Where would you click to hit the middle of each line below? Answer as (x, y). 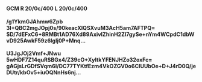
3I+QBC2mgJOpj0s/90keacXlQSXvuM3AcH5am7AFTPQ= (81, 28)
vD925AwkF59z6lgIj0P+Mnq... (46, 41)
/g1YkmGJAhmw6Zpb (35, 22)
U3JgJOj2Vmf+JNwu (34, 53)
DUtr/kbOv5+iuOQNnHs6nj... (44, 72)
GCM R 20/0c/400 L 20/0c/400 (47, 8)
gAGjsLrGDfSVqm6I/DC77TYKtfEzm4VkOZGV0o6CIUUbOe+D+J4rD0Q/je (101, 66)
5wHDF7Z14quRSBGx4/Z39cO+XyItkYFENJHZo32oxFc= (79, 60)
